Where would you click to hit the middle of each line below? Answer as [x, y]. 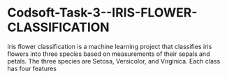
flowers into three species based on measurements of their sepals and [109, 54]
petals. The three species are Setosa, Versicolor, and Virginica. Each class [114, 61]
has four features [32, 68]
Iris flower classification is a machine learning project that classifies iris [110, 46]
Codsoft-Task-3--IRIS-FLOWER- [102, 13]
